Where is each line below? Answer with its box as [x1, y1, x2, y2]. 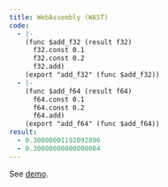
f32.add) [32, 63, 65, 71]
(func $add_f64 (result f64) [25, 86, 133, 95]
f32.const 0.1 [32, 46, 86, 55]
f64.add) [32, 111, 65, 120]
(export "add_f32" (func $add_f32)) [25, 71, 161, 79]
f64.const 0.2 [32, 103, 86, 112]
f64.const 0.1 [32, 94, 86, 104]
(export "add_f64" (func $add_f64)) [25, 120, 161, 129]
